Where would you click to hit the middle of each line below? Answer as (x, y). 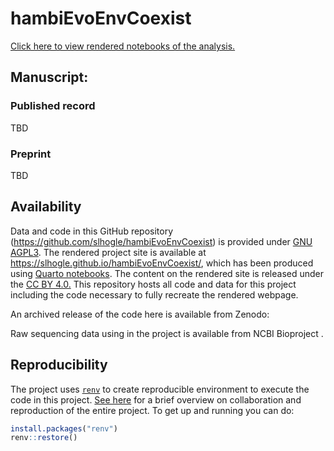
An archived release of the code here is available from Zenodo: (140, 314)
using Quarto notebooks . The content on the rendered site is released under (167, 273)
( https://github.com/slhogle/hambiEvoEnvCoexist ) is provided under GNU (161, 241)
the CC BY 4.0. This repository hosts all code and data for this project (153, 284)
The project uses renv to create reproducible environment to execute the (160, 389)
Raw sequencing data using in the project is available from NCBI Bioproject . (167, 333)
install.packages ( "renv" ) (64, 428)
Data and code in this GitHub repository (92, 231)
